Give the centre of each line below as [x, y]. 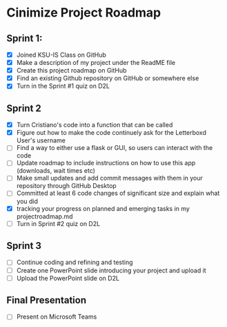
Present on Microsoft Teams [57, 317]
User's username [41, 140]
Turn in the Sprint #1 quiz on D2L [63, 86]
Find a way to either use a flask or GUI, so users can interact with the [115, 148]
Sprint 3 [24, 246]
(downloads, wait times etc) [56, 171]
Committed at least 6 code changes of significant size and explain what [118, 193]
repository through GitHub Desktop [66, 186]
